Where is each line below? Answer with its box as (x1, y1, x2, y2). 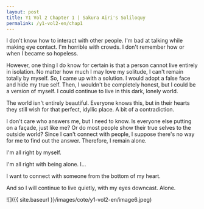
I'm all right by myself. (6, 149, 62, 156)
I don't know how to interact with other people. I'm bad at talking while (6, 37, 183, 44)
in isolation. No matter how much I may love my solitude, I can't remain (6, 68, 184, 76)
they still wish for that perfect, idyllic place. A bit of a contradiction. (6, 106, 175, 113)
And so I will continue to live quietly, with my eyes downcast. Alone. (6, 184, 176, 192)
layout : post (6, 9, 40, 15)
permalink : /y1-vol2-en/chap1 (6, 20, 83, 26)
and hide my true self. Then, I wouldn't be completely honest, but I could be (6, 81, 196, 88)
